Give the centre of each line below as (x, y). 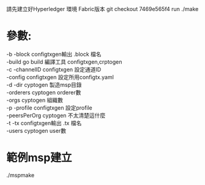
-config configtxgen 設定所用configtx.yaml (60, 77)
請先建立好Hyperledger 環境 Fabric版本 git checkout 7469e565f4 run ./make (102, 9)
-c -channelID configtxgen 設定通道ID (54, 69)
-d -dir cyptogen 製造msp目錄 (44, 85)
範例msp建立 (39, 158)
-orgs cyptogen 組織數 (35, 100)
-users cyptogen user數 (36, 130)
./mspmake (20, 175)
